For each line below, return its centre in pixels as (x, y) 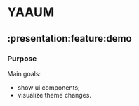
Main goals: (24, 73)
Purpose (22, 59)
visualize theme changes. (54, 95)
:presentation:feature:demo (69, 39)
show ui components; (48, 87)
